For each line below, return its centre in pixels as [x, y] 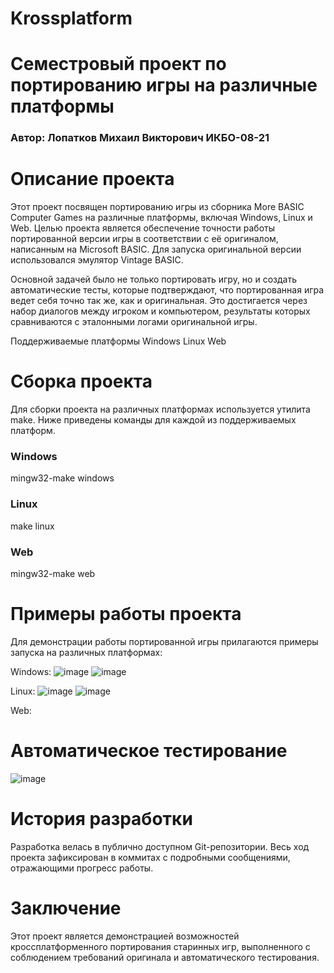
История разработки [101, 819]
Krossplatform [71, 18]
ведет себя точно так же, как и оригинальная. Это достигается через [159, 301]
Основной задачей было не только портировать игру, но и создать [153, 279]
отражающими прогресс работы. [82, 868]
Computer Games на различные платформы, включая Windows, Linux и [161, 218]
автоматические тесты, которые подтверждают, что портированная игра [167, 290]
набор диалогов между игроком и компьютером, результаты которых [160, 311]
